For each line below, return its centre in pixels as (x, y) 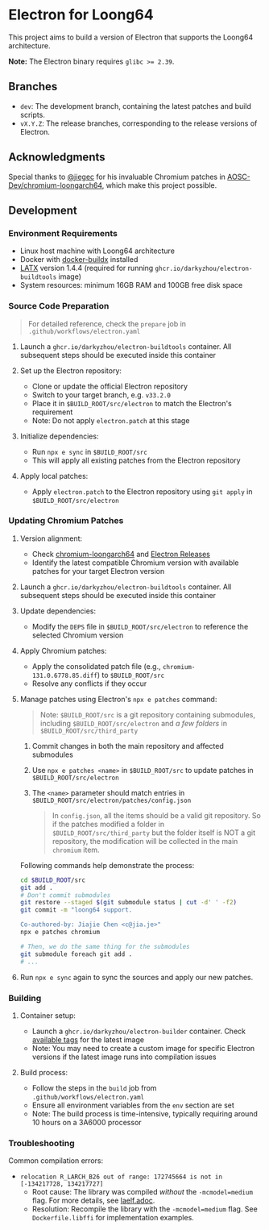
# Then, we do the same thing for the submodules (105, 946)
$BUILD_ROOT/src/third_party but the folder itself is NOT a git (154, 833)
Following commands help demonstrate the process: (107, 865)
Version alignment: (51, 538)
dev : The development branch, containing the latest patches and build (136, 106)
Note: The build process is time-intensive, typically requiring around (145, 1113)
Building (25, 998)
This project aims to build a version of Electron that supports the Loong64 (131, 37)
